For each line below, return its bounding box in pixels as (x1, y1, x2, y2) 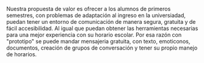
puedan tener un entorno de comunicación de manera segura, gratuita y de (6, 18, 196, 25)
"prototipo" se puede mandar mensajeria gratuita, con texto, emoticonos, (6, 38, 191, 45)
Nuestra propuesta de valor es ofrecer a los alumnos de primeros (6, 6, 171, 12)
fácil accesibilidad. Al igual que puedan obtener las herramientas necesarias (6, 24, 199, 32)
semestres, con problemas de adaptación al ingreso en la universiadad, (6, 12, 186, 19)
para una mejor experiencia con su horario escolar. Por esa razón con (6, 31, 182, 39)
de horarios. (6, 51, 37, 57)
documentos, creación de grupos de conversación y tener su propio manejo (6, 44, 198, 51)
